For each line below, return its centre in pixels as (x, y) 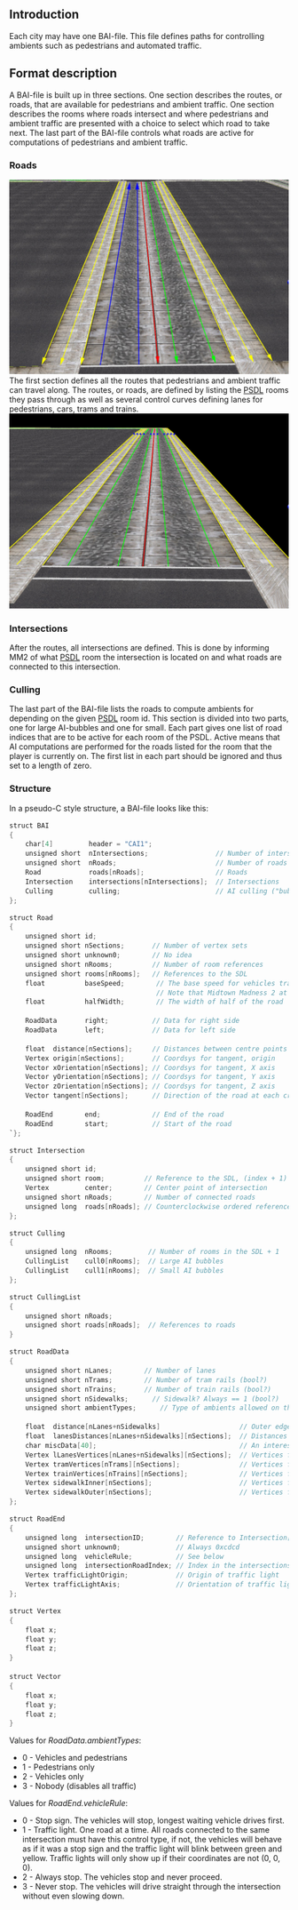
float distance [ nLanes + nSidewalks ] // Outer (149, 1427)
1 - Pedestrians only (58, 1767)
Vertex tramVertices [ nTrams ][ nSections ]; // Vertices (154, 1464)
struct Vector (35, 1677)
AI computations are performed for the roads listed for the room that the (141, 747)
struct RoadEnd (37, 1519)
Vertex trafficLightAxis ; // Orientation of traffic (150, 1585)
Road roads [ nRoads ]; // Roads (137, 873)
